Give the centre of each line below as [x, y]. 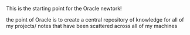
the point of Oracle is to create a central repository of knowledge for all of [95, 20]
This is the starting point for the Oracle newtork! [64, 8]
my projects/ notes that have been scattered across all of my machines [92, 26]
